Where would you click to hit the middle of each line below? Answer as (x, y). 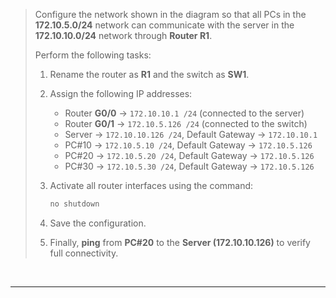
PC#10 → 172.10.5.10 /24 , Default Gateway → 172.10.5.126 (188, 145)
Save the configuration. (98, 223)
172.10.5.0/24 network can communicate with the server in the (164, 25)
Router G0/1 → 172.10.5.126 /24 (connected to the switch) (186, 123)
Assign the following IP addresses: (121, 93)
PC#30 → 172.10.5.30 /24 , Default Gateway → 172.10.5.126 (189, 166)
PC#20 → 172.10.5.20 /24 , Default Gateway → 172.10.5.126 (189, 155)
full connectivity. (84, 253)
